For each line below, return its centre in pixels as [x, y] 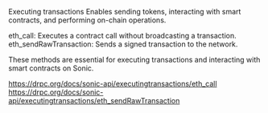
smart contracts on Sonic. [51, 68]
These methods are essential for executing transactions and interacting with [134, 60]
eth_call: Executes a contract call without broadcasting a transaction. [122, 36]
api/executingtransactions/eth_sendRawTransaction [94, 101]
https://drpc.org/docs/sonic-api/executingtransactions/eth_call [113, 84]
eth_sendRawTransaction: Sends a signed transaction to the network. [123, 44]
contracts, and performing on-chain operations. [87, 20]
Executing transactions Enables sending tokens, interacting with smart [125, 12]
